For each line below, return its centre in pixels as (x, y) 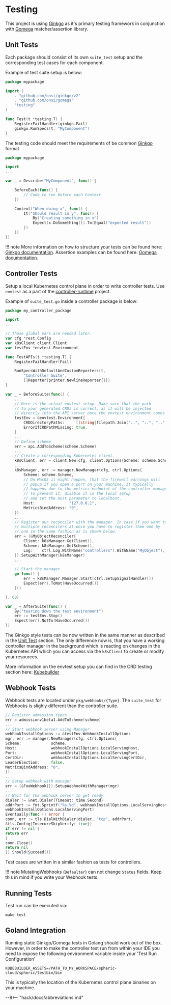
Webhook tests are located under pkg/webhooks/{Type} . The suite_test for (83, 700)
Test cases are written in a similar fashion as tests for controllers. (73, 862)
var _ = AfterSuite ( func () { (36, 606)
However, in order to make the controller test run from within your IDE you (83, 948)
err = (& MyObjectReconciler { (45, 536)
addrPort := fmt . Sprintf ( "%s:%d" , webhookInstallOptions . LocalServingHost (86, 805)
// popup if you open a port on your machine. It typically (89, 484)
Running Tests (28, 893)
